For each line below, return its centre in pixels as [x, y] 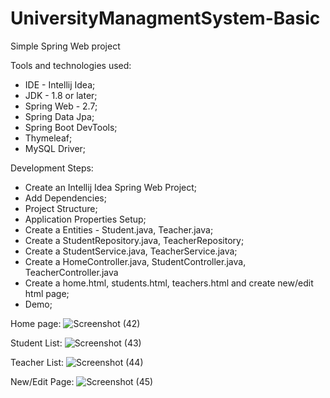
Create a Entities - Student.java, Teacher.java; [119, 229]
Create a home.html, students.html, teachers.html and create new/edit [169, 283]
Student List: [36, 343]
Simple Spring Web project [65, 46]
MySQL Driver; [55, 148]
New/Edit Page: [42, 381]
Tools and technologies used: [71, 65]
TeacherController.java [71, 272]
